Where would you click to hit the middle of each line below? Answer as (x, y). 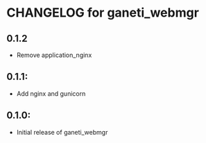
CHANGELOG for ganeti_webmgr (103, 13)
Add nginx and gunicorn (51, 93)
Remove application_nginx (54, 55)
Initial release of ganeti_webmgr (62, 132)
